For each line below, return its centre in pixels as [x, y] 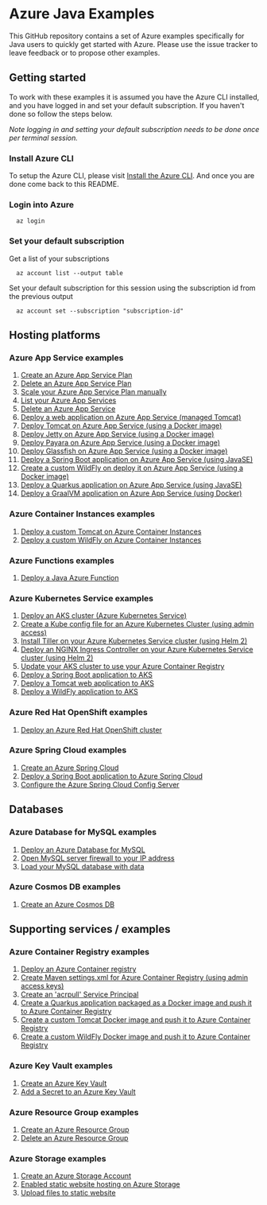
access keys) [42, 986]
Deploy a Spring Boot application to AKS [87, 675]
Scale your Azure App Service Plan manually [93, 392]
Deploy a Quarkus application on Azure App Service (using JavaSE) [131, 485]
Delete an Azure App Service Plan [76, 383]
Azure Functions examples [62, 560]
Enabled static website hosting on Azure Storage [100, 1184]
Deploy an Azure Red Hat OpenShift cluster [91, 729]
